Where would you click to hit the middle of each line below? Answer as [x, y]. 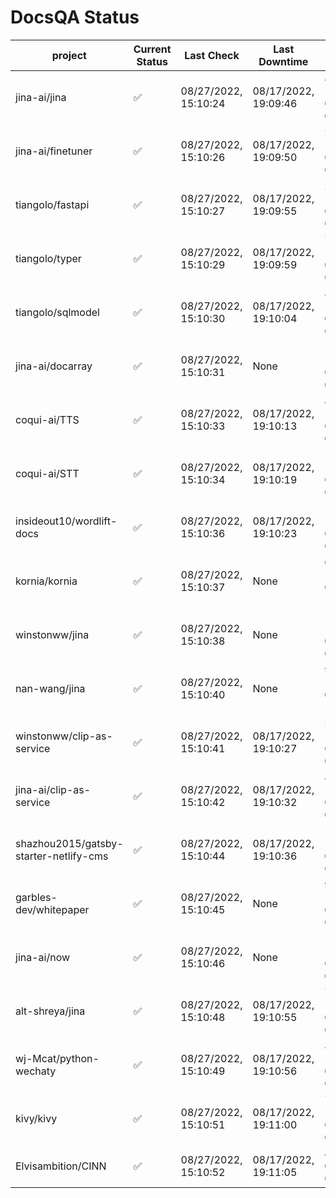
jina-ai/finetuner [54, 151]
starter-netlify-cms [62, 856]
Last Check [212, 55]
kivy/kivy [36, 1118]
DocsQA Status [75, 17]
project [69, 55]
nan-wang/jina [50, 688]
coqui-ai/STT [47, 473]
